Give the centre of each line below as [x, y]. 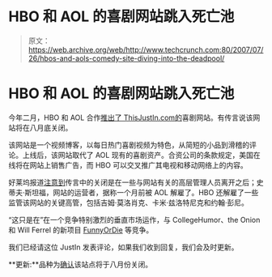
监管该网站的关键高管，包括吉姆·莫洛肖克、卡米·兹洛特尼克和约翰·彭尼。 [129, 202]
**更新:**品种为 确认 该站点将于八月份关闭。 [81, 264]
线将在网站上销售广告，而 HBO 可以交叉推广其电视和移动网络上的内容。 [128, 165]
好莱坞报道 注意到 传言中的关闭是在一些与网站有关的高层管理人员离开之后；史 [136, 182]
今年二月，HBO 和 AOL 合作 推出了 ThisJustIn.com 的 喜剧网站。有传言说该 [131, 117]
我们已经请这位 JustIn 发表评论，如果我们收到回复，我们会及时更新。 [123, 247]
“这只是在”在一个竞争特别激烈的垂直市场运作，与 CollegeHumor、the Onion [134, 219]
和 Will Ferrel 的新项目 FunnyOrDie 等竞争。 [81, 230]
